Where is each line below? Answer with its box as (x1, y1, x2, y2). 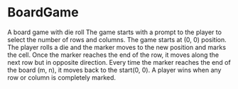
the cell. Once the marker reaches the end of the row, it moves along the (7, 51, 220, 59)
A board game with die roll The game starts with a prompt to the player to (7, 28, 222, 36)
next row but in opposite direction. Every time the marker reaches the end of (7, 58, 231, 66)
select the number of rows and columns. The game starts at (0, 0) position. (7, 35, 227, 43)
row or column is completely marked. (7, 73, 116, 82)
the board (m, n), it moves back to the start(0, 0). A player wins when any (7, 66, 222, 74)
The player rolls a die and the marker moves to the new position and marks (7, 43, 226, 51)
